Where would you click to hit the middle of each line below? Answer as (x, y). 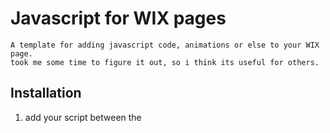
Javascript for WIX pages (118, 18)
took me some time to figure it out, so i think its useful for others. (165, 62)
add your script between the (83, 117)
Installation (46, 93)
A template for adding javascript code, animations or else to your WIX (165, 45)
